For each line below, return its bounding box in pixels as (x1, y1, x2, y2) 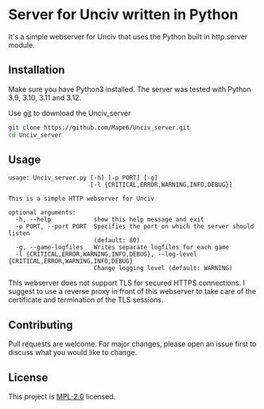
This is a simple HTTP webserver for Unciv (8, 195, 155, 203)
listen (8, 230, 30, 237)
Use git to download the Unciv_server (8, 108, 131, 118)
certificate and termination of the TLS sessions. (8, 295, 164, 305)
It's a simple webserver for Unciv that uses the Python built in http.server (8, 32, 248, 41)
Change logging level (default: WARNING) (93, 264, 233, 272)
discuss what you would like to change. (8, 348, 138, 357)
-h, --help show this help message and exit (15, 216, 204, 224)
